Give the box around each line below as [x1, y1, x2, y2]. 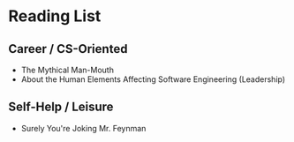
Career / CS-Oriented [8, 41, 128, 56]
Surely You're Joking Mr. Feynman [20, 123, 147, 133]
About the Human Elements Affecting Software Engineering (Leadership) [20, 74, 286, 85]
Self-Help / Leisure [8, 100, 114, 115]
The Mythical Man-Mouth [20, 64, 114, 75]
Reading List [8, 6, 102, 26]
